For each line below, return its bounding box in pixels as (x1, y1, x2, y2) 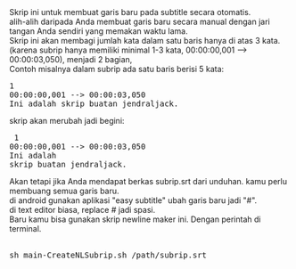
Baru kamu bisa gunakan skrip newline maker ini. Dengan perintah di (9, 214, 261, 224)
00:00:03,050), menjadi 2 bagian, (9, 54, 133, 64)
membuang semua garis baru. (9, 185, 119, 196)
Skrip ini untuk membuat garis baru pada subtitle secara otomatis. (9, 7, 251, 17)
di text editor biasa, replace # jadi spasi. (9, 205, 156, 215)
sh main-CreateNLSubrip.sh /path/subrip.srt (9, 250, 208, 260)
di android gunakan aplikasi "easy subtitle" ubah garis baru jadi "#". (9, 195, 258, 206)
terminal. (9, 224, 42, 233)
